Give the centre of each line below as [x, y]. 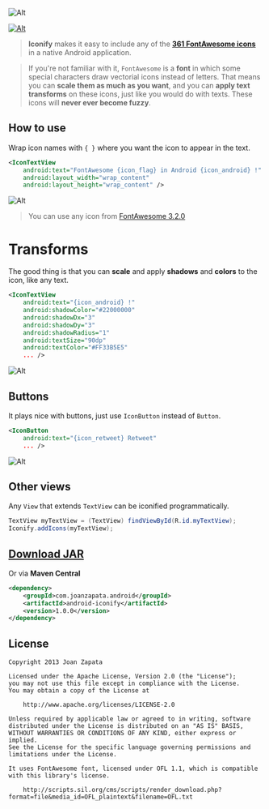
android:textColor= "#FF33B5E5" [76, 348]
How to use [37, 128]
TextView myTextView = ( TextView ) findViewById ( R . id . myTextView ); [122, 521]
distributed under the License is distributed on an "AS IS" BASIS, [126, 726]
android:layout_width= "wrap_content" [86, 178]
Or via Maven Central [44, 573]
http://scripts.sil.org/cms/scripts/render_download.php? [122, 790]
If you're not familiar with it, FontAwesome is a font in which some [134, 68]
